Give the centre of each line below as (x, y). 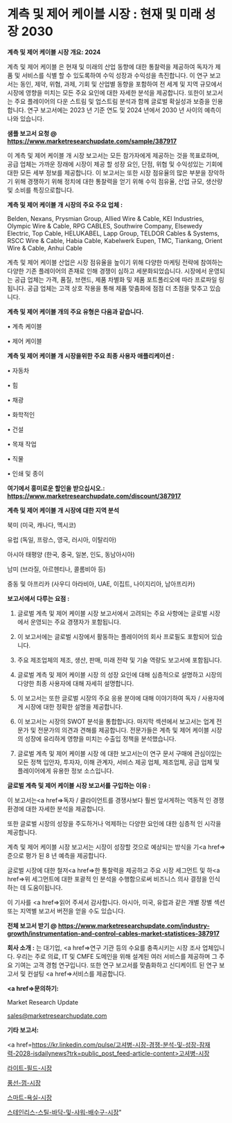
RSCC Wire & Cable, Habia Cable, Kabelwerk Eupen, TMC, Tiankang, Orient (115, 240)
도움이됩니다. (45, 888)
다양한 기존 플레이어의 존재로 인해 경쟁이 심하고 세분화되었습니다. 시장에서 (107, 271)
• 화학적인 (21, 414)
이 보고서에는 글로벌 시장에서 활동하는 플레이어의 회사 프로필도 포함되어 (113, 636)
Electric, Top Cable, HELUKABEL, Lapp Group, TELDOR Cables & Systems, (113, 233)
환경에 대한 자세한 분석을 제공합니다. (56, 809)
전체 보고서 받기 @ (32, 926)
